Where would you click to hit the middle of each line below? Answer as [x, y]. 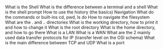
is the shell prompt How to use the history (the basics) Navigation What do [79, 12]
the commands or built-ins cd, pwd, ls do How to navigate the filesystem [77, 17]
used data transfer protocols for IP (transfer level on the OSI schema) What [80, 37]
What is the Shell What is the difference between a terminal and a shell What [81, 7]
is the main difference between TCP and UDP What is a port [65, 43]
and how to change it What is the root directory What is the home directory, [80, 27]
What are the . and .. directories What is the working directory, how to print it [81, 22]
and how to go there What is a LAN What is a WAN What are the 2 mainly [78, 32]
